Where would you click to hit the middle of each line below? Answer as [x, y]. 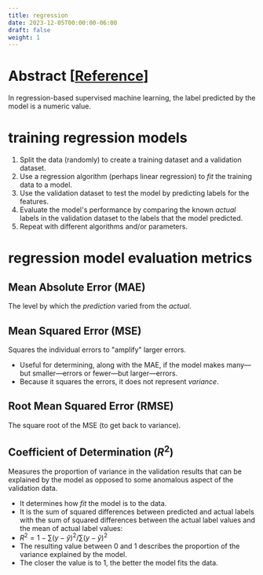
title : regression [38, 15]
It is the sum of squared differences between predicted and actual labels [137, 511]
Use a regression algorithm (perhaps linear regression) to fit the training [136, 177]
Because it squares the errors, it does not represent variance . [119, 381]
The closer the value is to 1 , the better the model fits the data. [119, 563]
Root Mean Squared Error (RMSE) [91, 407]
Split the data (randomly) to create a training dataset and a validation [130, 160]
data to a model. [46, 185]
